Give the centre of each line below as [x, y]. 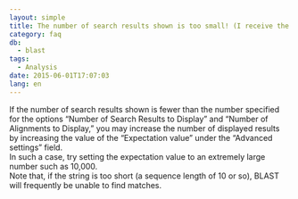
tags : [19, 59]
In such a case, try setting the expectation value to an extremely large [137, 156]
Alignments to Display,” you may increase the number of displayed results [145, 128]
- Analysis [37, 68]
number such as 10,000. [54, 166]
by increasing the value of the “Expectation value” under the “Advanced [141, 137]
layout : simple [37, 17]
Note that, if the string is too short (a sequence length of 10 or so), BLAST [144, 176]
